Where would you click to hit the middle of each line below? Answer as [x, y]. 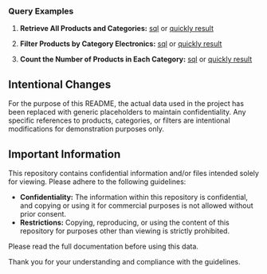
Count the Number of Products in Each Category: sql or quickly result [136, 59]
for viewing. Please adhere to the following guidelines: [97, 182]
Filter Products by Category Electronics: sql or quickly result [121, 44]
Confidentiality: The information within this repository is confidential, [134, 197]
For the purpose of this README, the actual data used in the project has [126, 104]
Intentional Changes [60, 84]
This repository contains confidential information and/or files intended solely [133, 173]
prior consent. [43, 213]
